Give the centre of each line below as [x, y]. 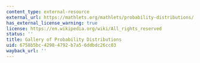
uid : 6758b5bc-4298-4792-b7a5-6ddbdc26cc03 [61, 46]
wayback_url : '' [26, 51]
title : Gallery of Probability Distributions [64, 40]
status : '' [20, 34]
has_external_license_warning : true [52, 23]
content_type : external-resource [48, 12]
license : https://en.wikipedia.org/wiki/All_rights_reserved [84, 28]
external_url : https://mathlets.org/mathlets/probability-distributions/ [100, 17]
